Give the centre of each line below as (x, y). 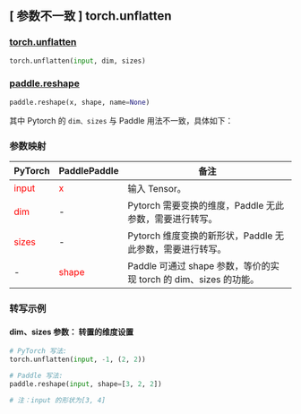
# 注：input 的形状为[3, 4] (57, 400)
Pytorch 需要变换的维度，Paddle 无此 (206, 206)
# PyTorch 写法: (38, 351)
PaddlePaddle (89, 171)
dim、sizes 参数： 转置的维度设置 (72, 332)
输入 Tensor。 (157, 189)
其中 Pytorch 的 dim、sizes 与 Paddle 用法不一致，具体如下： (121, 120)
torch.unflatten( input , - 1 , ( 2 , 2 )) (77, 360)
